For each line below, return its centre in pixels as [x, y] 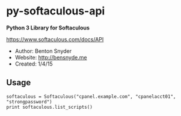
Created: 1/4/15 [34, 64]
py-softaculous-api [56, 11]
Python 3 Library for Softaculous [48, 28]
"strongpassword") [29, 102]
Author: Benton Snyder [43, 51]
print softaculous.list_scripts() [50, 107]
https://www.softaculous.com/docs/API [55, 39]
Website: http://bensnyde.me [51, 57]
